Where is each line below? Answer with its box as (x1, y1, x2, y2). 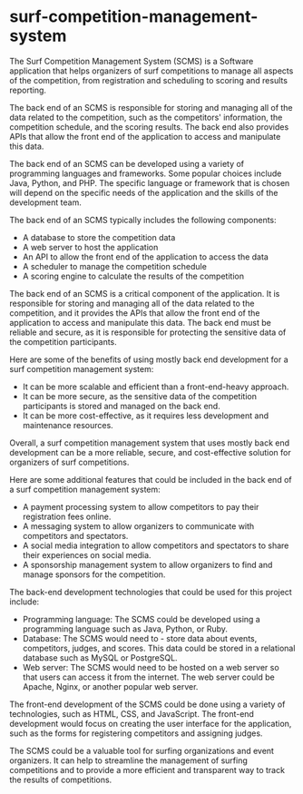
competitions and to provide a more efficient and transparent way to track (9, 764, 286, 775)
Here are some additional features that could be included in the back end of (9, 474, 292, 485)
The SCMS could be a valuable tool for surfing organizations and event (9, 745, 275, 756)
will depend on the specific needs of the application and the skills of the (9, 187, 279, 198)
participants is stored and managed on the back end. (22, 400, 220, 411)
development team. (9, 197, 82, 208)
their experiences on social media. (22, 549, 151, 560)
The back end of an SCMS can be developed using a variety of (9, 158, 245, 169)
